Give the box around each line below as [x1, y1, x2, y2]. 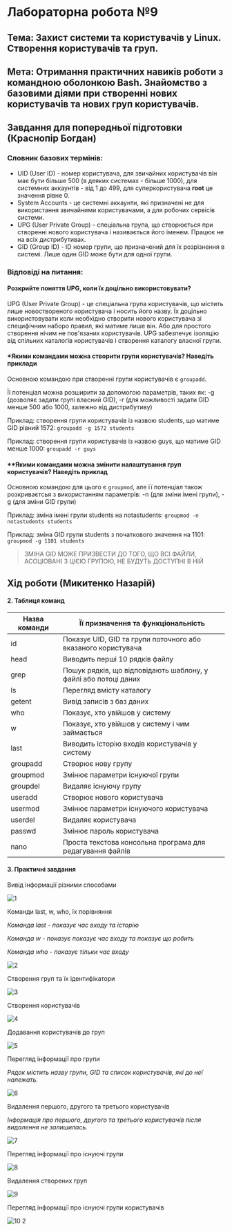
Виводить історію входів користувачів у [63, 739, 197, 749]
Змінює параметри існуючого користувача [63, 803, 209, 813]
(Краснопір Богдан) [7, 133, 97, 144]
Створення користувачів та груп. [7, 42, 159, 54]
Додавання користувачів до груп [7, 1028, 105, 1036]
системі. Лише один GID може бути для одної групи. [17, 250, 173, 258]
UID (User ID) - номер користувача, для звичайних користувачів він [17, 169, 217, 177]
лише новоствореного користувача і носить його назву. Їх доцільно [7, 307, 207, 315]
